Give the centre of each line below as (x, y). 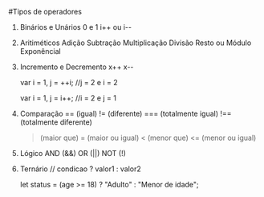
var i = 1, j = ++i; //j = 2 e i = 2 (69, 82)
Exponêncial (41, 51)
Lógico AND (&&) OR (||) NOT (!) (73, 153)
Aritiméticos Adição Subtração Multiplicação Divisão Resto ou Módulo (136, 43)
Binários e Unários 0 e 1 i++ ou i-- (76, 27)
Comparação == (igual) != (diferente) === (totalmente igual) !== (126, 113)
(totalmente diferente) (56, 122)
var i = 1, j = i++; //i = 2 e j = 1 (68, 98)
